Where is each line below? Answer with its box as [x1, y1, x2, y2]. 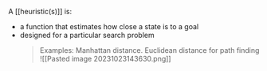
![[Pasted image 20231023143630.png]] [39, 54, 171, 63]
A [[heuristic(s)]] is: [8, 7, 73, 16]
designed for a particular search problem [19, 31, 155, 39]
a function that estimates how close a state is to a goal [19, 22, 199, 31]
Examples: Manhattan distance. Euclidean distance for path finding [39, 46, 260, 54]
